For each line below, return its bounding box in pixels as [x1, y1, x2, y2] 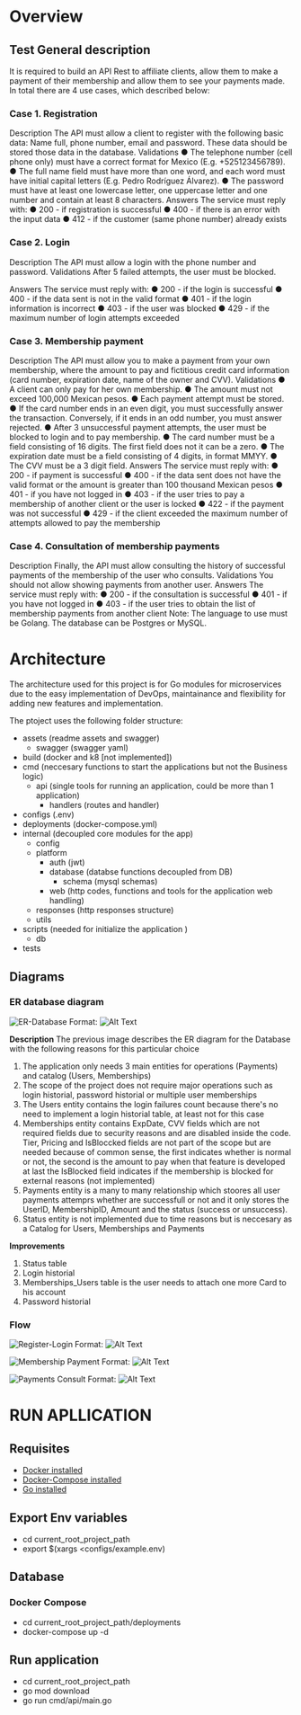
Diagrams [9, 969, 65, 984]
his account [22, 1286, 66, 1297]
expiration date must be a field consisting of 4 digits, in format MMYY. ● [9, 450, 279, 461]
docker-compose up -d [22, 1626, 110, 1637]
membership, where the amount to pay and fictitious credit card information [9, 364, 290, 375]
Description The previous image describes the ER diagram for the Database [9, 1034, 291, 1044]
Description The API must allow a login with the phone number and [9, 256, 257, 267]
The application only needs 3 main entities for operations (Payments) [22, 1061, 279, 1071]
